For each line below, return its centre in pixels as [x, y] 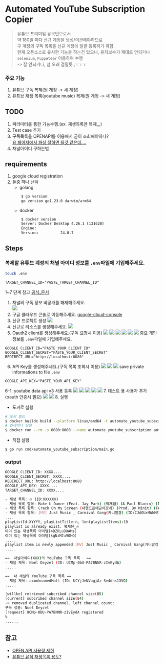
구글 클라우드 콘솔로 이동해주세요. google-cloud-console [67, 314]
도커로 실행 [23, 407]
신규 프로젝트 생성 [29, 320]
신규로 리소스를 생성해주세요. [40, 326]
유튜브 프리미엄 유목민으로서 [44, 33]
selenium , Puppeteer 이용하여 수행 [50, 58]
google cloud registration [37, 176]
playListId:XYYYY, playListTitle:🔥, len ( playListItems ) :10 [67, 522]
